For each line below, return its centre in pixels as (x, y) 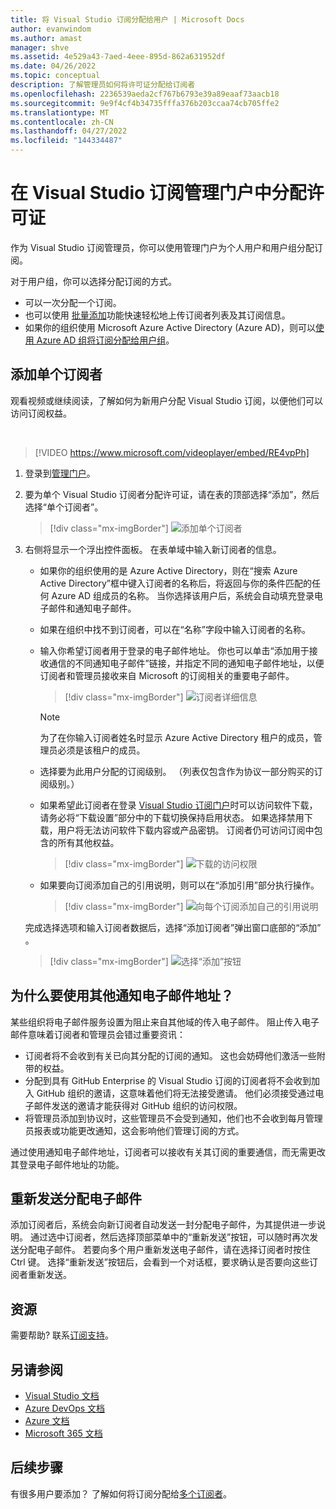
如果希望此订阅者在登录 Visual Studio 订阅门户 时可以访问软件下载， (178, 805)
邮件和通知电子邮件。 (92, 608)
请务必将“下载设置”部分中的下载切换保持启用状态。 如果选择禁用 (172, 817)
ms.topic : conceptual (55, 76)
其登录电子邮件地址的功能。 (67, 1164)
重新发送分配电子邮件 (76, 1198)
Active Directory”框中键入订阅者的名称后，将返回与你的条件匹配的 (175, 583)
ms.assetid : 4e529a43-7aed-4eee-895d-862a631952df (118, 57)
